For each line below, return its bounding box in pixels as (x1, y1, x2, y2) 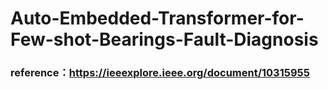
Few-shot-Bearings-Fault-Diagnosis (10, 28, 319, 51)
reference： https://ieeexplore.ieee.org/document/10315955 (10, 66, 310, 80)
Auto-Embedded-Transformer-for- (10, 7, 305, 30)
